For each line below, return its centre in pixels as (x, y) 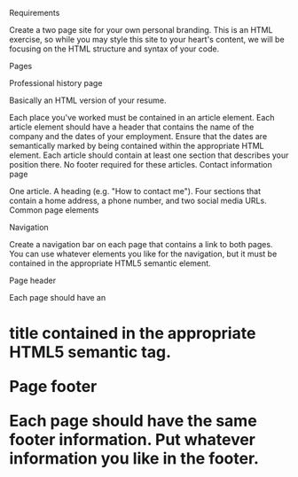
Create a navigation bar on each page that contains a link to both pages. (141, 244)
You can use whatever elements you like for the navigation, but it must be (143, 254)
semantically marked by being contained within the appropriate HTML (137, 146)
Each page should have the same (133, 421)
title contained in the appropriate (133, 334)
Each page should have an (58, 297)
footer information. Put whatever (132, 440)
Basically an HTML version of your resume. (88, 100)
